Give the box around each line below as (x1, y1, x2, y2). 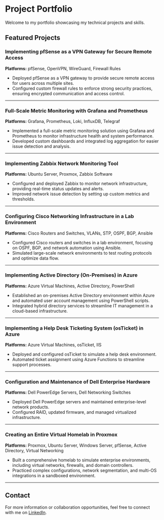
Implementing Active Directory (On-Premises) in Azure (5, 272, 138, 279)
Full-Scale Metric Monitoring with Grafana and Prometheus (5, 107, 148, 114)
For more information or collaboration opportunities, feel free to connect (5, 504, 150, 510)
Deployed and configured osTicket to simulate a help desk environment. (12, 351, 157, 357)
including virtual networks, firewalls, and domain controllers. (12, 462, 134, 468)
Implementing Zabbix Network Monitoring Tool (5, 160, 119, 167)
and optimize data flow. (12, 255, 60, 261)
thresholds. (12, 196, 35, 202)
